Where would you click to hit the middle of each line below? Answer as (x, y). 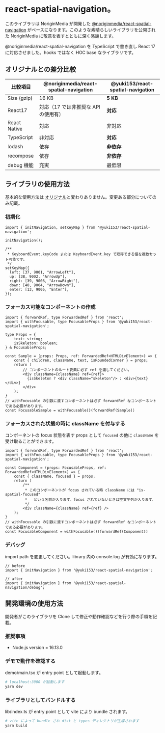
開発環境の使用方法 (34, 604)
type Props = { (21, 335)
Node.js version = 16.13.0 (37, 647)
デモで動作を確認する (30, 661)
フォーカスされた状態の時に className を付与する (65, 424)
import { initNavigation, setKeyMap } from (50, 227)
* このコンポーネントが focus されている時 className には (80, 490)
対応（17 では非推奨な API (70, 107)
